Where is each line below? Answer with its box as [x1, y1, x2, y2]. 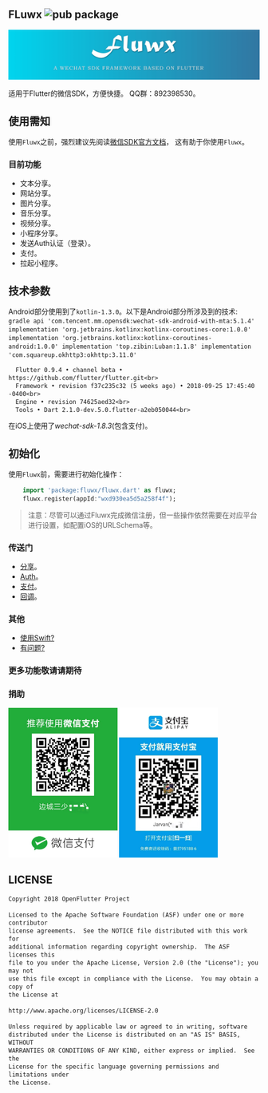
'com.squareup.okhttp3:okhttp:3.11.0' [8, 351, 137, 359]
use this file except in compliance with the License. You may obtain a [8, 975, 259, 983]
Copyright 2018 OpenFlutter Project [8, 895, 130, 903]
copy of [8, 983, 34, 991]
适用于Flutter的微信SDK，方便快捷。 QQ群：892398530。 [8, 89, 200, 98]
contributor [8, 919, 48, 927]
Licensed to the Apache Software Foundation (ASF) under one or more [8, 911, 245, 919]
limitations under [8, 1071, 69, 1079]
